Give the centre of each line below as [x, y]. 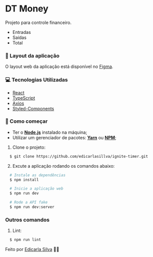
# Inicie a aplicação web [37, 189]
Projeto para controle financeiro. [38, 22]
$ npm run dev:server [32, 207]
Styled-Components [33, 108]
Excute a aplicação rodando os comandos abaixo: [64, 166]
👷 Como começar [26, 121]
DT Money [27, 9]
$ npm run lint [25, 240]
